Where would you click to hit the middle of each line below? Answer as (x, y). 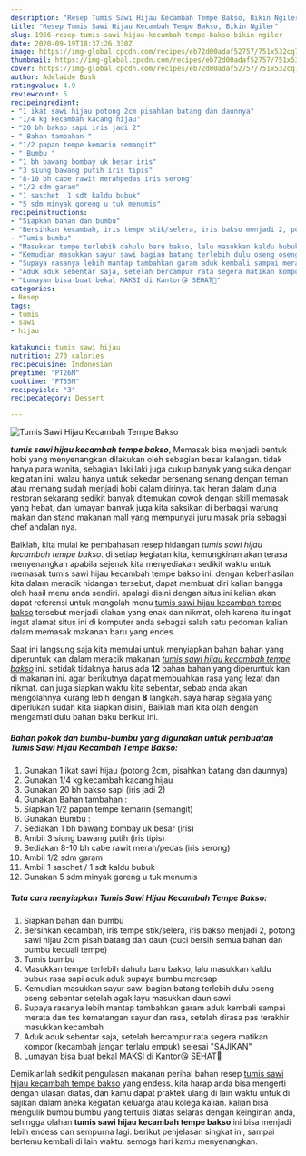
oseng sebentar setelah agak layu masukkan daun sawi (127, 999)
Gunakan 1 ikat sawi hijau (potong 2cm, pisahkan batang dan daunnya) (156, 771)
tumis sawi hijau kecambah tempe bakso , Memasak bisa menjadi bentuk (149, 450)
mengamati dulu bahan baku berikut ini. (84, 717)
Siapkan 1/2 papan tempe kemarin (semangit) (108, 809)
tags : (20, 306)
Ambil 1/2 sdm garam (63, 857)
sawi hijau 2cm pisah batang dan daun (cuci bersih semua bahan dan (153, 940)
